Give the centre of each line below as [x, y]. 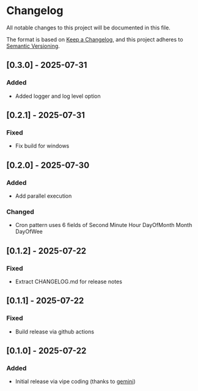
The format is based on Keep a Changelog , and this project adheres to [95, 39]
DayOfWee [29, 232]
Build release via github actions [55, 332]
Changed [20, 212]
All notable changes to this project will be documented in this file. [89, 28]
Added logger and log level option [58, 96]
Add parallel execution [43, 196]
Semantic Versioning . [33, 46]
